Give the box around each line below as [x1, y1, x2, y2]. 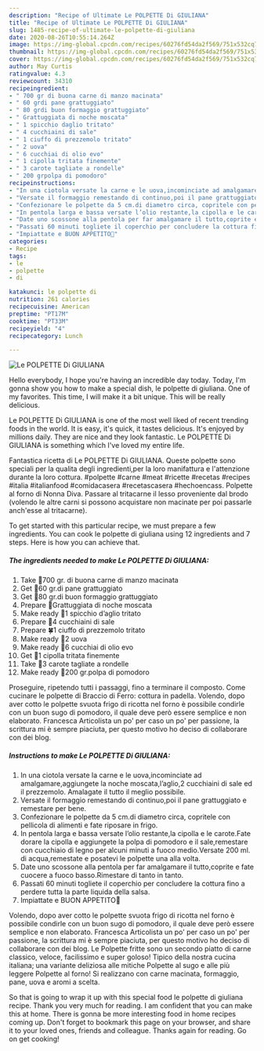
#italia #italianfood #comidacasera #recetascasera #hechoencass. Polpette [9, 481, 253, 490]
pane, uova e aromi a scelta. [9, 977, 100, 987]
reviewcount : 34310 [9, 77, 73, 85]
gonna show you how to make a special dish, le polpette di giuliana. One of [9, 384, 251, 393]
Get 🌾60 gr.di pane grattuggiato [20, 584, 123, 593]
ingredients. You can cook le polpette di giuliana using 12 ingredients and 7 [9, 529, 251, 539]
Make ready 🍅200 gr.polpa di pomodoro [20, 667, 150, 677]
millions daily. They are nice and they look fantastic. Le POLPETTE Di [9, 432, 231, 442]
